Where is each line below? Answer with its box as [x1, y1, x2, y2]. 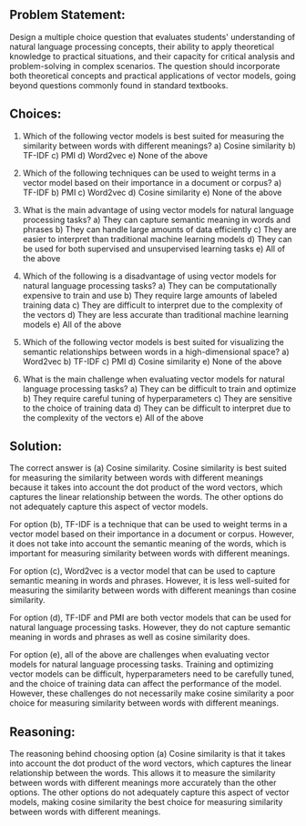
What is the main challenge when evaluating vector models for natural [22, 373, 285, 384]
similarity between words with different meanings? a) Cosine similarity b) [22, 140, 296, 151]
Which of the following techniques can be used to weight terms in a [22, 168, 276, 178]
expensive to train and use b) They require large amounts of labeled [22, 290, 278, 301]
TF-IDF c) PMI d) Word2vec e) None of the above [22, 149, 208, 160]
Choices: [9, 107, 62, 122]
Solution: [9, 439, 62, 454]
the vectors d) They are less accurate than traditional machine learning [22, 309, 289, 320]
